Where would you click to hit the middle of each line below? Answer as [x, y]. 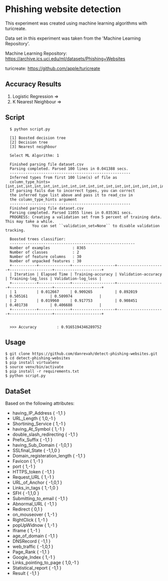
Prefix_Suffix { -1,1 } [32, 440]
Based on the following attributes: [40, 404]
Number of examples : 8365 [48, 248]
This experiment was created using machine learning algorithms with [76, 23]
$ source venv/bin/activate [34, 367]
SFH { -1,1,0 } [26, 493]
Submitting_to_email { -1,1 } [40, 499]
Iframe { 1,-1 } [26, 531]
